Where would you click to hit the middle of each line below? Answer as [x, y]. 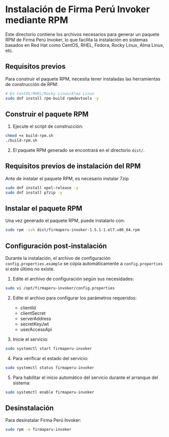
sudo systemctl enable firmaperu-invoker [50, 392]
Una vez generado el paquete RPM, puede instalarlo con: [65, 221]
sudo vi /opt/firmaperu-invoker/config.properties [60, 288]
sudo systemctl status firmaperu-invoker [50, 368]
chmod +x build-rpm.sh [29, 136]
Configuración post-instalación [56, 246]
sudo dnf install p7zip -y [34, 193]
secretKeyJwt [35, 324]
